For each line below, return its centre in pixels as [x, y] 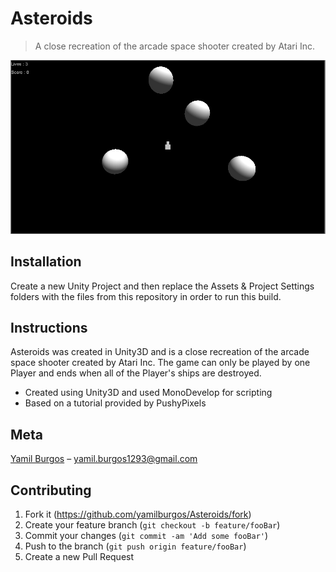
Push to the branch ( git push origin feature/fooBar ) [135, 546]
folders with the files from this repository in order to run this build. [146, 296]
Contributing [51, 490]
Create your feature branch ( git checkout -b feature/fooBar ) [152, 524]
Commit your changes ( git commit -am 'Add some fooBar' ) [146, 535]
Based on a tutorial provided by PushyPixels [115, 403]
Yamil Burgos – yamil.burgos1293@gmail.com [104, 459]
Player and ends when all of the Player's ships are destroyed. [136, 373]
